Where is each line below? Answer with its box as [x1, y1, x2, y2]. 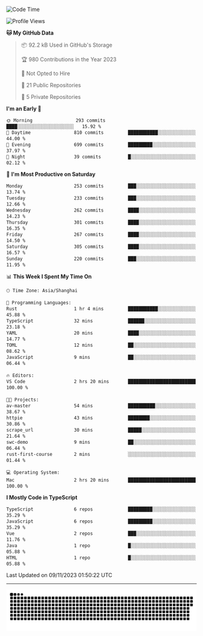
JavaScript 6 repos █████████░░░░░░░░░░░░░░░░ [6, 518, 196, 524]
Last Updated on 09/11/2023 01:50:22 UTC [6, 572, 113, 578]
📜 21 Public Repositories [21, 82, 82, 89]
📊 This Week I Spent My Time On [6, 273, 92, 280]
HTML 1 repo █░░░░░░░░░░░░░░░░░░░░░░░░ [6, 555, 196, 561]
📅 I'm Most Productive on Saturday [6, 170, 95, 178]
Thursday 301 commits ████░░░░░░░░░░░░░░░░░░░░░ [6, 219, 196, 226]
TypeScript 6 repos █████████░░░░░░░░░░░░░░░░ [6, 506, 196, 512]
